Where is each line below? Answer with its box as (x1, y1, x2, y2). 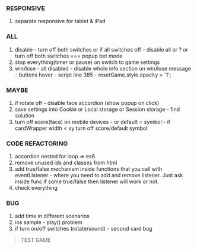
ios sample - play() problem (14, 219, 82, 226)
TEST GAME (20, 237, 51, 244)
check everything (14, 184, 58, 191)
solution (14, 111, 34, 119)
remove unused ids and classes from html (14, 159, 117, 167)
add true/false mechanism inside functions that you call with (14, 165, 163, 173)
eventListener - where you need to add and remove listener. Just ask (14, 172, 183, 179)
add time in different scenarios (14, 212, 90, 220)
